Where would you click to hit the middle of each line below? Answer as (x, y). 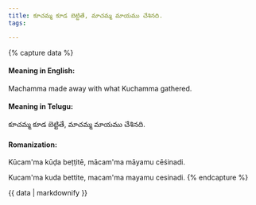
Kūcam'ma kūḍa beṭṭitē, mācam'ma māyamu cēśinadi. (97, 162)
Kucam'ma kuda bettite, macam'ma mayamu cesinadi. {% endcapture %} (128, 178)
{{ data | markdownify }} (48, 193)
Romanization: (33, 145)
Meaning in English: (42, 71)
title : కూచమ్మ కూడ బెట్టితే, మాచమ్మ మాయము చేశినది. (85, 15)
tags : (17, 23)
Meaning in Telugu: (41, 106)
